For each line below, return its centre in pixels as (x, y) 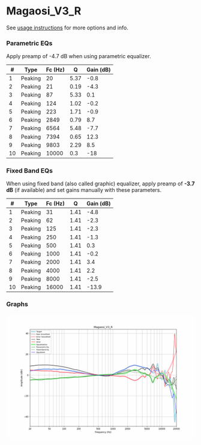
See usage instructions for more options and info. (67, 28)
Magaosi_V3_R (44, 11)
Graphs (17, 304)
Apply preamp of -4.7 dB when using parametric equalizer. (79, 56)
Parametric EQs (29, 43)
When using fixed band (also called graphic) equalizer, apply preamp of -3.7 (100, 184)
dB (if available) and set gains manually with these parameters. (84, 190)
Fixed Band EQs (29, 170)
